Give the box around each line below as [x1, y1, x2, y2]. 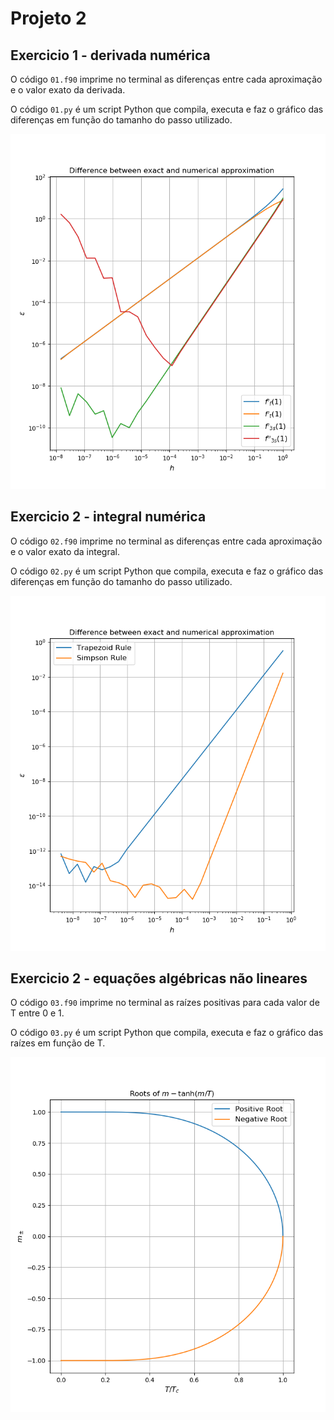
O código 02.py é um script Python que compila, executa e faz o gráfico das [10, 565, 324, 577]
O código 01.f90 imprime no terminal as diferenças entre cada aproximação [10, 73, 323, 85]
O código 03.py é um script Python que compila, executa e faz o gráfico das [10, 1027, 324, 1039]
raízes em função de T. [10, 1037, 106, 1049]
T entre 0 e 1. [10, 1007, 65, 1019]
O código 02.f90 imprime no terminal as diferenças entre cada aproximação [10, 535, 323, 547]
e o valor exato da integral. [10, 545, 120, 557]
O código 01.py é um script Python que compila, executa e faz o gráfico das [10, 103, 324, 115]
